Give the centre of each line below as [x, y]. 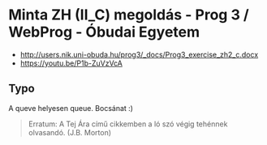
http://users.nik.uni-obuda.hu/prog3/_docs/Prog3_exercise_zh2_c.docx [139, 54]
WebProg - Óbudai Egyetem [104, 32]
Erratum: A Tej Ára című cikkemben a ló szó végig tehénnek [128, 124]
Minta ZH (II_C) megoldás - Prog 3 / [129, 15]
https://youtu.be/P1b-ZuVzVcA [71, 63]
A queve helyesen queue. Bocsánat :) [71, 108]
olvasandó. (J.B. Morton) [70, 132]
